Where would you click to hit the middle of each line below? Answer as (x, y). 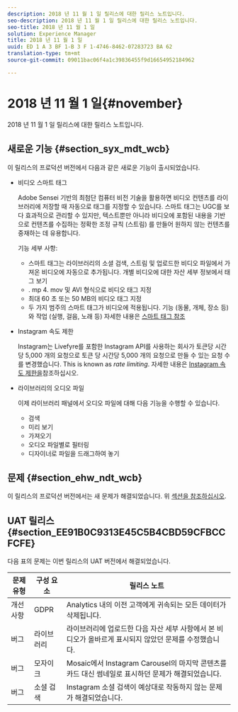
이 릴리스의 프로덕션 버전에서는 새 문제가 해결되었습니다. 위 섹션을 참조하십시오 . (117, 496)
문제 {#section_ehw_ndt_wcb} (75, 478)
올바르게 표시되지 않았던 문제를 (137, 640)
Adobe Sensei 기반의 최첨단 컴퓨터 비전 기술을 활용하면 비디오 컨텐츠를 (116, 197)
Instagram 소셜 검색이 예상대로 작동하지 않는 (137, 687)
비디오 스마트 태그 (42, 182)
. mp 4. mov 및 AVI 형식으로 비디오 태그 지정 (90, 289)
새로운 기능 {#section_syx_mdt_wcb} (89, 149)
